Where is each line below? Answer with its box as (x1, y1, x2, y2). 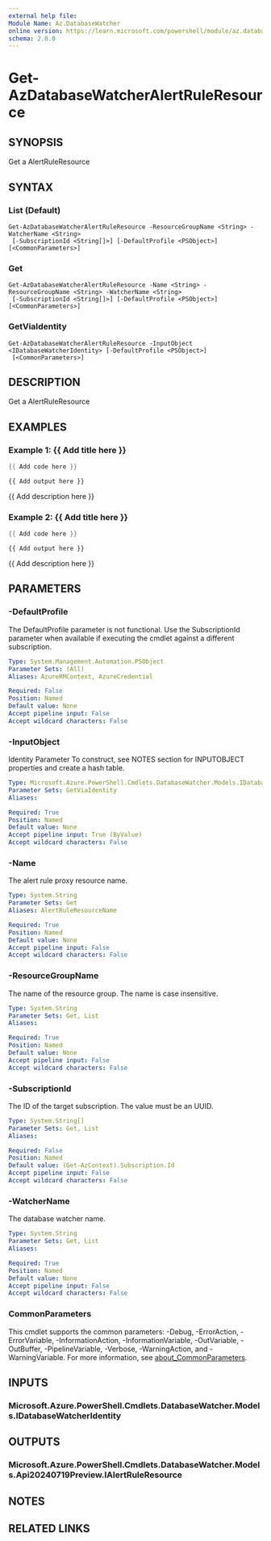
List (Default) (8, 204, 61, 216)
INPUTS (8, 1375, 48, 1389)
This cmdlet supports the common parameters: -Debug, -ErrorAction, (8, 1326, 240, 1337)
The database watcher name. (8, 1214, 106, 1224)
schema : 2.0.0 (8, 34, 56, 43)
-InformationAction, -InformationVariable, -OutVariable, (56, 1335, 240, 1345)
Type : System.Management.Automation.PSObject (8, 657, 164, 666)
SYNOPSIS (8, 135, 64, 149)
